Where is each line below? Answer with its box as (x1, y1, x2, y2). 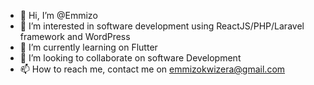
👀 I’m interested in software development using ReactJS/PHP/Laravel (19, 20, 305, 32)
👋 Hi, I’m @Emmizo (19, 10, 98, 21)
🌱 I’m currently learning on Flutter (19, 41, 158, 53)
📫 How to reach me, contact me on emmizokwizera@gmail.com (19, 63, 286, 75)
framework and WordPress (19, 31, 131, 42)
